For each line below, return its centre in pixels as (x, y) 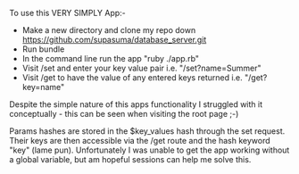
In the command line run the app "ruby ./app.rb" (110, 58)
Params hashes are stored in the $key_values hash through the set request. (147, 131)
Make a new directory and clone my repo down (109, 30)
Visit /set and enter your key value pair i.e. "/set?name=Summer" (141, 68)
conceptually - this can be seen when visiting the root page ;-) (124, 114)
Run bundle (43, 49)
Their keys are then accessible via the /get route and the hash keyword (140, 141)
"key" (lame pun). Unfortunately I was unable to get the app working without (149, 150)
